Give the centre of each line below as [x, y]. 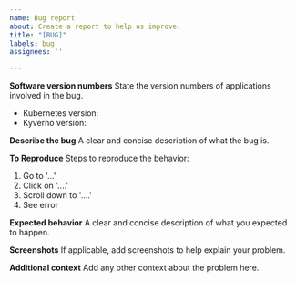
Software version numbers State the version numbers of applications [140, 86]
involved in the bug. [46, 96]
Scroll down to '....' [57, 195]
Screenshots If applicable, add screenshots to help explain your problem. [148, 250]
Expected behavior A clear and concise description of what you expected [148, 223]
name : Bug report [42, 18]
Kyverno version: [54, 123]
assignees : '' [36, 52]
